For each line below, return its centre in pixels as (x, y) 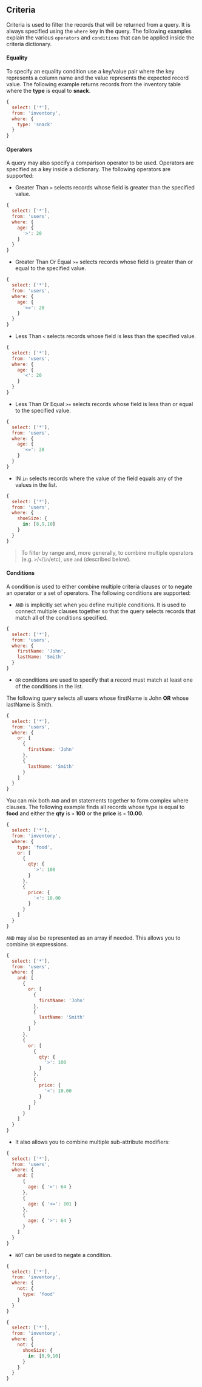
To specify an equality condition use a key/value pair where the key (90, 72)
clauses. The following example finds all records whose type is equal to (96, 807)
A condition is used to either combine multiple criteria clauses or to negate (99, 586)
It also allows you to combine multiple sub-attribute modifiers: (92, 1142)
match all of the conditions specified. (61, 617)
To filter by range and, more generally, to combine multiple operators (107, 552)
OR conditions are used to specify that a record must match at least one (104, 680)
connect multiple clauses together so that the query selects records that (105, 611)
